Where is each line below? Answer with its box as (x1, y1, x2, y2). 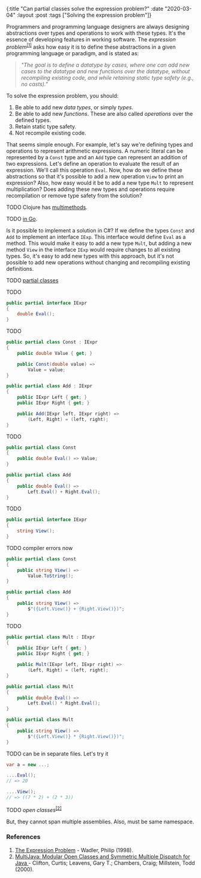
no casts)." (20, 80, 48, 88)
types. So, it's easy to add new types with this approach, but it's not (6, 252, 175, 259)
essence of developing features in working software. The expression (6, 36, 176, 43)
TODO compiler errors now (6, 544, 73, 551)
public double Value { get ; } (17, 350, 93, 356)
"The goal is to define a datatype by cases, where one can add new (20, 61, 190, 68)
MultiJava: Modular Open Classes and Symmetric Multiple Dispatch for (14, 853, 190, 860)
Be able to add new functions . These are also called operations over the (14, 110, 193, 117)
